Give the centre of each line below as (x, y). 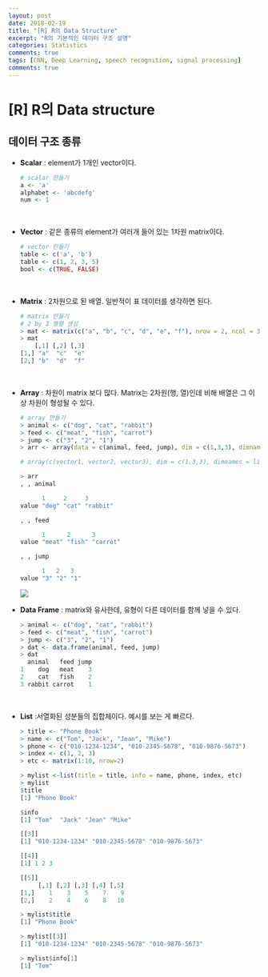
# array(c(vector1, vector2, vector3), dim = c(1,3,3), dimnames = (134, 462)
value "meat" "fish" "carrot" (70, 542)
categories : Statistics (48, 46)
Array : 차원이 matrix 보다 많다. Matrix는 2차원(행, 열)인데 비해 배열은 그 (133, 392)
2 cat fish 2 (56, 677)
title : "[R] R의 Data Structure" (63, 30)
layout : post (30, 16)
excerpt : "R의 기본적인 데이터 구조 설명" (70, 38)
